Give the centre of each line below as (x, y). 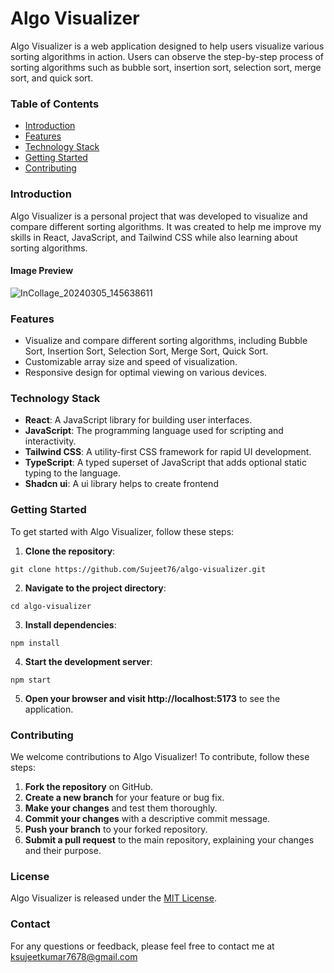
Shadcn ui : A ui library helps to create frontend (121, 484)
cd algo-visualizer (51, 606)
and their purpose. (63, 850)
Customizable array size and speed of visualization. (131, 362)
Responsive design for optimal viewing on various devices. (146, 373)
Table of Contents (55, 104)
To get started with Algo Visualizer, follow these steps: (122, 531)
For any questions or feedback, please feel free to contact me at (142, 946)
